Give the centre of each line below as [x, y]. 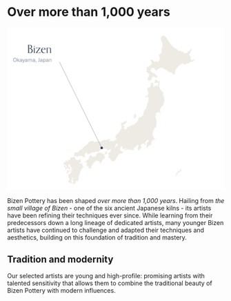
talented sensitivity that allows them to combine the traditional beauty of [110, 283]
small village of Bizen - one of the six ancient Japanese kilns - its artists [109, 208]
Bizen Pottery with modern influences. [61, 291]
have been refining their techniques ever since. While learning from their [110, 215]
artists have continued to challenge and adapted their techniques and [106, 230]
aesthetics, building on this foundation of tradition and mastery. [97, 237]
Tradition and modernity [60, 259]
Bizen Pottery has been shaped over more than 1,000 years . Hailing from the [116, 201]
